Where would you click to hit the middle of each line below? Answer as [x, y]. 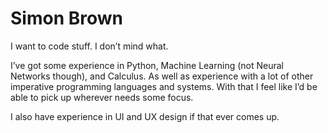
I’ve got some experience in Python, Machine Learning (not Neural [147, 65]
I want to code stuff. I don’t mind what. [89, 46]
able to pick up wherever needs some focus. [102, 97]
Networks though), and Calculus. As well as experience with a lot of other [162, 76]
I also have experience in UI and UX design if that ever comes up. [145, 116]
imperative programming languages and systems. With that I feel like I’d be [164, 86]
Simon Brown [66, 18]
